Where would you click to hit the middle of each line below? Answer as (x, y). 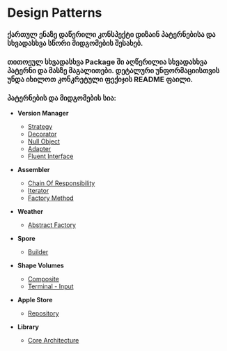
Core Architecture (53, 341)
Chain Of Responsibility (61, 183)
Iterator (38, 191)
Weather (30, 212)
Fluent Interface (50, 156)
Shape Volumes (40, 265)
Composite (43, 279)
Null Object (44, 141)
